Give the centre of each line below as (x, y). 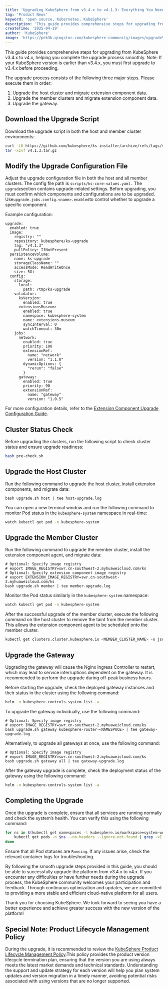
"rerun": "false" (45, 368)
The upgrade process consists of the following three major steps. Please (80, 78)
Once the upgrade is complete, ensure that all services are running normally (83, 813)
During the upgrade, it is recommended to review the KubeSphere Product (82, 949)
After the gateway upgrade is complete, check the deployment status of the (83, 770)
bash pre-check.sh (24, 456)
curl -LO (14, 146)
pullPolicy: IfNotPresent (41, 250)
